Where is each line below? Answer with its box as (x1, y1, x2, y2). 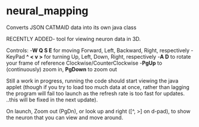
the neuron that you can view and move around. (6, 114, 124, 121)
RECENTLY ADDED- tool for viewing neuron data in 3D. (6, 35, 141, 42)
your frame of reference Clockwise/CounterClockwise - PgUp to (6, 59, 162, 66)
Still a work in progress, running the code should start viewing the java (6, 77, 179, 84)
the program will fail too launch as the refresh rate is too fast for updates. (6, 90, 185, 97)
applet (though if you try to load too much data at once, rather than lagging (6, 83, 190, 90)
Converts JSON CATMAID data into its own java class (6, 24, 137, 31)
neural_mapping (6, 4, 89, 18)
